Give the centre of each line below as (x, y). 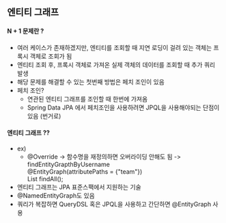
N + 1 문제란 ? (26, 31)
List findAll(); (45, 179)
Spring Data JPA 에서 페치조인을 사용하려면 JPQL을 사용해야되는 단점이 (123, 107)
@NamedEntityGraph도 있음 (56, 195)
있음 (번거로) (44, 116)
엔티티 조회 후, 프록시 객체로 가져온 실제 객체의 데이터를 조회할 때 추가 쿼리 (116, 64)
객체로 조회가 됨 (51, 56)
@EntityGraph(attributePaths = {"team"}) (85, 171)
